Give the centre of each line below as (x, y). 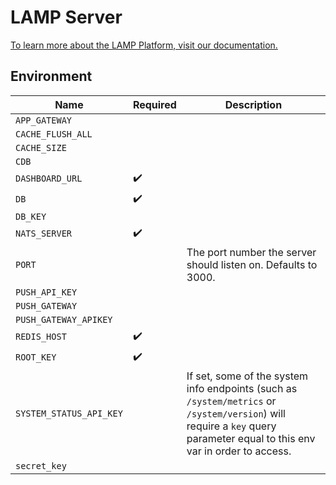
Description (253, 104)
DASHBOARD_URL (49, 179)
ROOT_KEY (36, 357)
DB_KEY (31, 216)
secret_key (41, 465)
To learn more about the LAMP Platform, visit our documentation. (144, 45)
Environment (51, 76)
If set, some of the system (247, 376)
